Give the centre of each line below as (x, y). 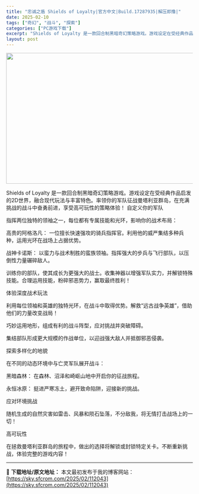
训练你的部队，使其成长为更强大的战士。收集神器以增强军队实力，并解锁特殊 (99, 273)
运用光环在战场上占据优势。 (50, 240)
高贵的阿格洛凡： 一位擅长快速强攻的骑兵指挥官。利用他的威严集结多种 (92, 233)
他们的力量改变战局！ (32, 313)
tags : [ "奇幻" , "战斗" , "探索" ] (44, 23)
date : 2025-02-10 (28, 17)
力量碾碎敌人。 (35, 260)
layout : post (22, 39)
